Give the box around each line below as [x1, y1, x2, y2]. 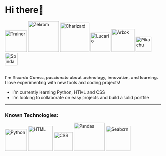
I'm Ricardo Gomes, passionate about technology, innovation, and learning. [5, 74, 158, 80]
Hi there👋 [5, 4, 44, 16]
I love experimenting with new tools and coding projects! [5, 79, 120, 85]
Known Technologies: [5, 111, 59, 118]
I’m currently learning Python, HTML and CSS [12, 89, 105, 95]
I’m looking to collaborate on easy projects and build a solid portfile [12, 94, 149, 100]
